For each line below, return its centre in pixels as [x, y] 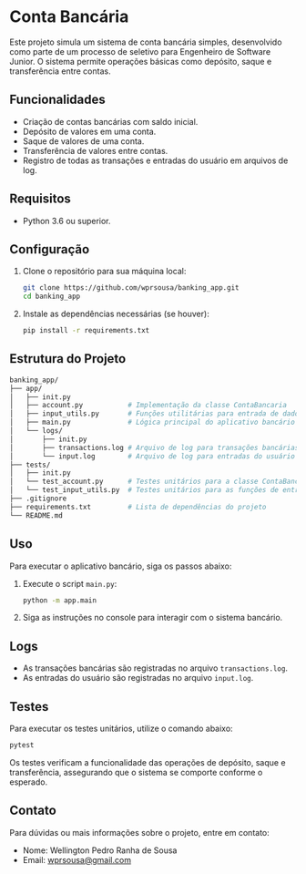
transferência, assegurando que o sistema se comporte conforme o [136, 772]
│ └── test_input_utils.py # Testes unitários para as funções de [144, 490]
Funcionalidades [58, 100]
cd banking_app [51, 297]
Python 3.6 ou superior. [66, 221]
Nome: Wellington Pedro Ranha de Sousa [100, 850]
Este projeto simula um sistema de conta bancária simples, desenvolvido [146, 42]
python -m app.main [60, 600]
